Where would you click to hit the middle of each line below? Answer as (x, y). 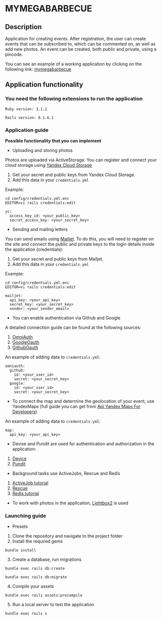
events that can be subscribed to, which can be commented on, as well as (81, 44)
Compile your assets (33, 586)
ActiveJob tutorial (30, 483)
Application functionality (44, 85)
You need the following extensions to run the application (74, 99)
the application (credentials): (34, 249)
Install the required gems (37, 542)
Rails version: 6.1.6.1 (30, 117)
